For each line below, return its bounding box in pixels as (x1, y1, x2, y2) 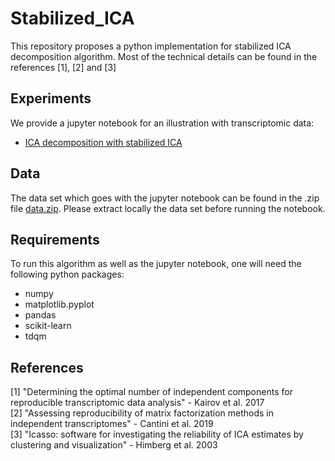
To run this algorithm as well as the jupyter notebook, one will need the (10, 258, 302, 270)
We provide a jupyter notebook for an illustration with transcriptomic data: (10, 117, 315, 129)
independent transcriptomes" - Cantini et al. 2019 (10, 418, 214, 430)
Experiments (10, 90, 92, 107)
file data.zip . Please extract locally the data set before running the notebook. (10, 202, 326, 214)
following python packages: (10, 268, 125, 281)
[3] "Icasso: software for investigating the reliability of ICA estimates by (10, 428, 304, 441)
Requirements (10, 231, 100, 248)
